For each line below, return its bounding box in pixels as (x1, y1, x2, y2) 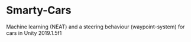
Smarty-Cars (6, 4, 72, 17)
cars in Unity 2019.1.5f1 (6, 29, 62, 36)
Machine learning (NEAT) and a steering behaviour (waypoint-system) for (6, 23, 185, 30)
